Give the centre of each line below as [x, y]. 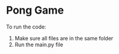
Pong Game [35, 10]
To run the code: [26, 27]
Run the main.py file [39, 45]
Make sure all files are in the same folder [64, 38]
